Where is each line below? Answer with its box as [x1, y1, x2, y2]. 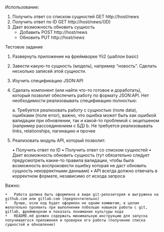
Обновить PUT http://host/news [19, 34, 85, 40]
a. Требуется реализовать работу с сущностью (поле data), [12, 107, 138, 113]
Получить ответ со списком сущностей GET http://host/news [12, 14, 140, 19]
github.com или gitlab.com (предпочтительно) [5, 196, 99, 201]
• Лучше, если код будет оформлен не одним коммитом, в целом [5, 201, 139, 206]
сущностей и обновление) [5, 222, 56, 227]
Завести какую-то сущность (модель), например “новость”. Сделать [12, 63, 157, 69]
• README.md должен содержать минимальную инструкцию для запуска [5, 213, 148, 218]
